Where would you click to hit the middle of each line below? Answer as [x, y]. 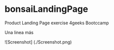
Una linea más [19, 32]
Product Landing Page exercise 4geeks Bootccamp [57, 23]
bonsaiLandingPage [46, 9]
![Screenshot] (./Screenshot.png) [38, 42]
